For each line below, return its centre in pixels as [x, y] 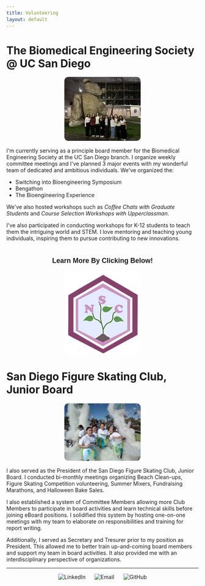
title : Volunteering [33, 13]
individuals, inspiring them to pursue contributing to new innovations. [93, 238]
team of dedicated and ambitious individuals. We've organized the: [90, 170]
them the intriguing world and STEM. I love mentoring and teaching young [99, 231]
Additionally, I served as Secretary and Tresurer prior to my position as [95, 539]
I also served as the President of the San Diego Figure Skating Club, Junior [100, 470]
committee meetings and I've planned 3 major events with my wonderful [97, 163]
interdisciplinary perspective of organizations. [64, 559]
